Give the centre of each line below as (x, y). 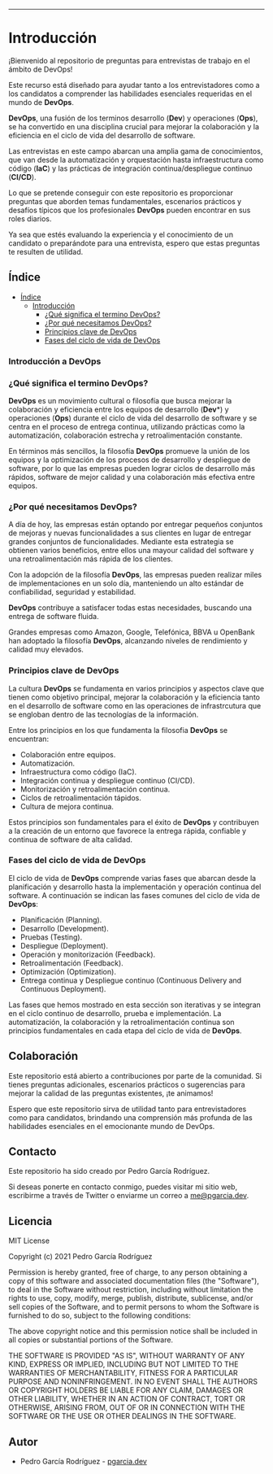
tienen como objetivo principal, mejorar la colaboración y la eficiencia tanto (134, 697)
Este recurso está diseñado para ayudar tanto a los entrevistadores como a (134, 85)
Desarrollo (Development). (64, 928)
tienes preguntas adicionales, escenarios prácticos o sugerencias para (127, 1084)
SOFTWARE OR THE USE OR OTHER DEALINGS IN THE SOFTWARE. (122, 1416)
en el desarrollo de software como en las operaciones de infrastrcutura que (135, 705)
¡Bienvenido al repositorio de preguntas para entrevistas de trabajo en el (129, 60)
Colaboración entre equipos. (68, 754)
